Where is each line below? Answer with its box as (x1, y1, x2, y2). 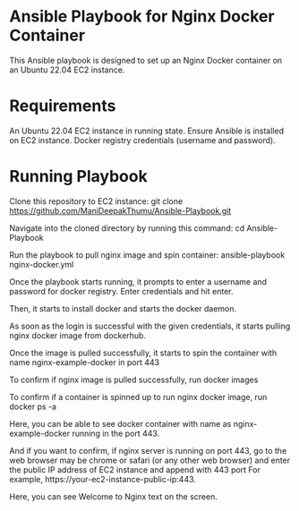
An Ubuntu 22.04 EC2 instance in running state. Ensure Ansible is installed (9, 125, 285, 136)
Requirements (9, 96, 116, 116)
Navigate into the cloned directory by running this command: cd (9, 222, 244, 234)
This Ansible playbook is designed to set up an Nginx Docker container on (9, 55, 283, 65)
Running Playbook (9, 166, 148, 187)
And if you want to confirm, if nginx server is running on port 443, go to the (9, 445, 287, 456)
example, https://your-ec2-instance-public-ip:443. (9, 473, 197, 484)
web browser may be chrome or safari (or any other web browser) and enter (9, 455, 291, 465)
